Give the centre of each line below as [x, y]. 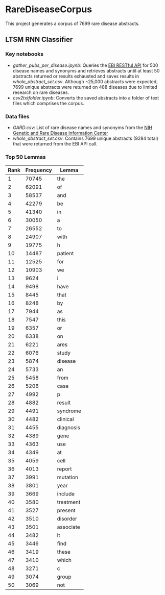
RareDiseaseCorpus [49, 9]
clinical [65, 419]
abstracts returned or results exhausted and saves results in [76, 76]
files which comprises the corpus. [48, 103]
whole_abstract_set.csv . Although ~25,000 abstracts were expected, [85, 81]
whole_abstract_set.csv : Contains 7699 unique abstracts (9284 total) [85, 138]
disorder [67, 519]
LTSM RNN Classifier [39, 40]
